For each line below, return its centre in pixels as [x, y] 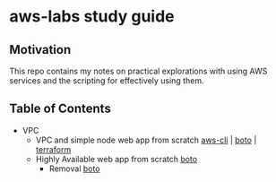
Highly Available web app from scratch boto [116, 159]
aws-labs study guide [92, 17]
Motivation [40, 50]
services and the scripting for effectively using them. [107, 81]
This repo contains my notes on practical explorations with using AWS [138, 71]
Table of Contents [60, 109]
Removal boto [74, 169]
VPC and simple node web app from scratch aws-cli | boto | [146, 140]
